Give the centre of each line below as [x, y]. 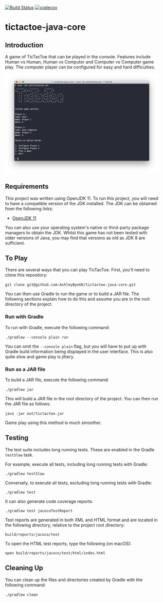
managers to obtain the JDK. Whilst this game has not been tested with [76, 232]
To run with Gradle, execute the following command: [57, 327]
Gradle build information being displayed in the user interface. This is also [79, 351]
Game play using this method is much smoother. [54, 423]
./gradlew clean [21, 595]
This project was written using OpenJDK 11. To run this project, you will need [82, 198]
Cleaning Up [24, 568]
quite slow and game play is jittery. [40, 356]
